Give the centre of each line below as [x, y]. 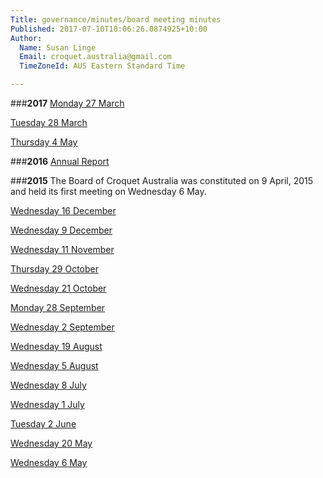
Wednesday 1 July [47, 404]
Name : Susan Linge [58, 47]
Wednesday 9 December [61, 230]
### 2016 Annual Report [60, 161]
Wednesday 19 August [56, 346]
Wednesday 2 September [62, 327]
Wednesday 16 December [63, 210]
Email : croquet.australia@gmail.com [95, 57]
